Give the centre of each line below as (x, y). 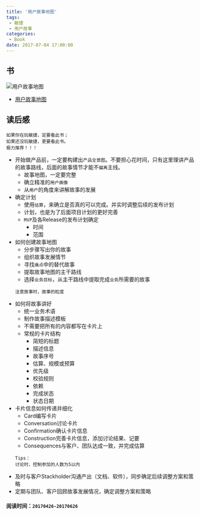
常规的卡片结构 (42, 333)
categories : (21, 34)
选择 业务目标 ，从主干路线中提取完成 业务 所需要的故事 (87, 279)
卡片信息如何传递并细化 (44, 408)
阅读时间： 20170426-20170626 (42, 506)
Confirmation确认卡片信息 (56, 431)
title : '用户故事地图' (32, 12)
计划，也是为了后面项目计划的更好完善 (71, 212)
